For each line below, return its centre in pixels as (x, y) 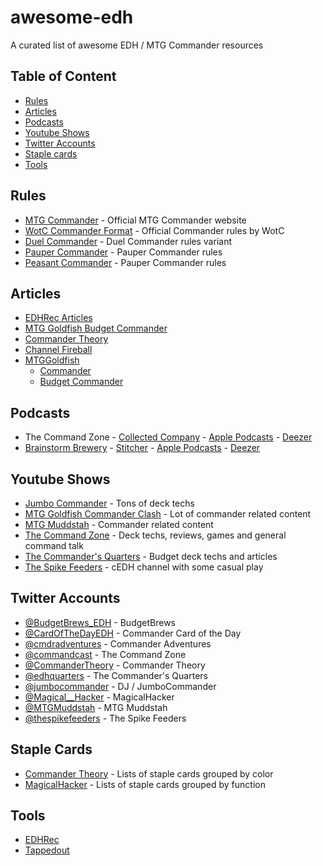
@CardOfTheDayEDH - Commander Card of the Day (133, 633)
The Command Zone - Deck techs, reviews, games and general (155, 535)
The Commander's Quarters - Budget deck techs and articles (151, 556)
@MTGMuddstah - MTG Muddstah (96, 707)
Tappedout (47, 850)
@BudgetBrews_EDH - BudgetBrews (100, 622)
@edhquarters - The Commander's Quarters (116, 675)
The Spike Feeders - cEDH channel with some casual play (144, 567)
